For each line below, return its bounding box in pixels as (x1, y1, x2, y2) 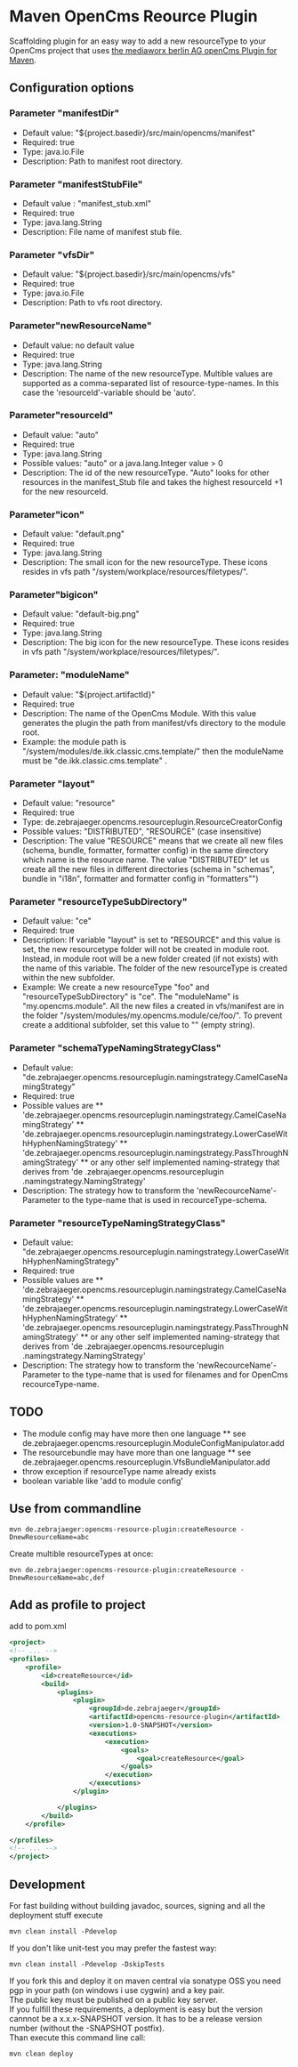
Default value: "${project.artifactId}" (21, 689, 156, 699)
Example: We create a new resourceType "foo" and (21, 981, 210, 993)
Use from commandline (9, 1501, 142, 1516)
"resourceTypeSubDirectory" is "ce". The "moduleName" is (21, 991, 239, 1002)
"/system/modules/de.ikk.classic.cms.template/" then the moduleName (21, 746, 285, 756)
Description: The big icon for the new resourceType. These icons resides (21, 637, 289, 648)
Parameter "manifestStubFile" (9, 178, 143, 190)
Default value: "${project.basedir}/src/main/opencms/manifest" (21, 127, 256, 138)
